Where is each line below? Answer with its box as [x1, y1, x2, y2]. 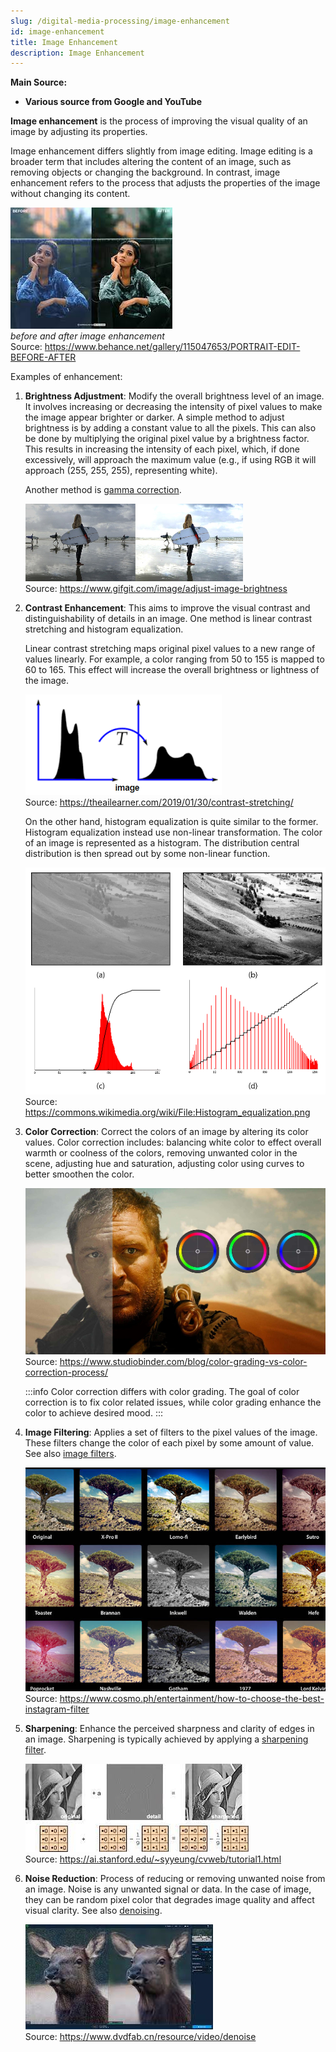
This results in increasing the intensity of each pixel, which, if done [24, 443, 301, 455]
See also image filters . [24, 1447, 117, 1459]
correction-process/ [24, 1366, 108, 1378]
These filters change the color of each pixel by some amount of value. [24, 1436, 315, 1449]
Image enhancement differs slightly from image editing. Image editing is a [10, 145, 313, 157]
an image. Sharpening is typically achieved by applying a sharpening [24, 1733, 309, 1745]
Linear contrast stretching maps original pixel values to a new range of [24, 643, 316, 655]
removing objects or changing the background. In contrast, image [10, 166, 281, 179]
